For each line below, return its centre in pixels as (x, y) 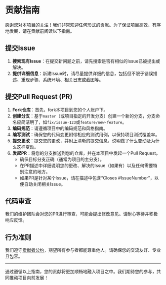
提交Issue (20, 48)
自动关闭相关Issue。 (45, 184)
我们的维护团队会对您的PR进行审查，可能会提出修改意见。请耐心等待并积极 (82, 214)
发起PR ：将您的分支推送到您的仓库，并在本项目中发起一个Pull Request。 (86, 153)
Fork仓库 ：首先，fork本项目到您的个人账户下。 (60, 110)
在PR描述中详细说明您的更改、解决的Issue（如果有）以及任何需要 (86, 165)
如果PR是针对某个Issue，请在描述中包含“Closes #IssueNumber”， (87, 178)
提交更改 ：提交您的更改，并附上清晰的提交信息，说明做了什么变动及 (82, 141)
